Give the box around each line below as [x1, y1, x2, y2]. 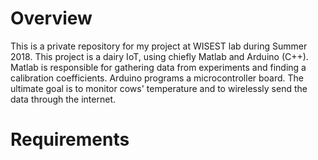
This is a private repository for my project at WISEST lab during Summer [10, 40, 308, 52]
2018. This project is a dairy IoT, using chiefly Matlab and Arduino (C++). [10, 50, 309, 62]
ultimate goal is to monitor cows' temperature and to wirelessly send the [10, 82, 308, 94]
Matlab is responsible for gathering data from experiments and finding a [10, 61, 307, 73]
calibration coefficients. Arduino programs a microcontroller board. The [10, 72, 305, 84]
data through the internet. [10, 93, 117, 105]
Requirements [10, 128, 130, 151]
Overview [10, 7, 93, 30]
